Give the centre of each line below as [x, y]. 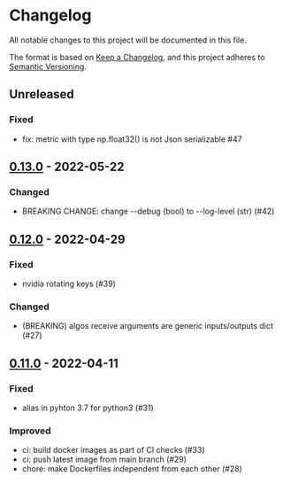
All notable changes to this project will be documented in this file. [128, 40]
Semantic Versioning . [48, 66]
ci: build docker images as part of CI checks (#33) [113, 450]
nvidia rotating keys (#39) [69, 284]
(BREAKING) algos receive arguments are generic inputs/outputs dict [148, 326]
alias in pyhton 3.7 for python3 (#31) [88, 408]
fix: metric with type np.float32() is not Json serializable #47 [132, 139]
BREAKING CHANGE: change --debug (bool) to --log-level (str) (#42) [148, 211]
